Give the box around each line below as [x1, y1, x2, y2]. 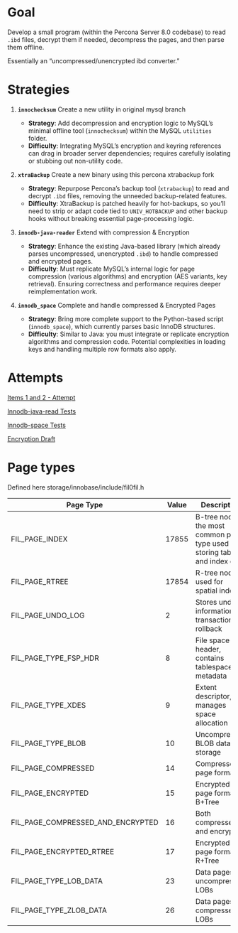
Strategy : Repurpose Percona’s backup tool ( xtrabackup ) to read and [28, 184, 229, 193]
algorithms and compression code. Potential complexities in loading [28, 337, 226, 345]
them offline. [7, 43, 45, 51]
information [195, 605, 234, 615]
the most [195, 520, 225, 530]
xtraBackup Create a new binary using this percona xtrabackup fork [17, 170, 215, 178]
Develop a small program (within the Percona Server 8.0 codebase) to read [7, 28, 226, 36]
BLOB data [195, 738, 231, 748]
